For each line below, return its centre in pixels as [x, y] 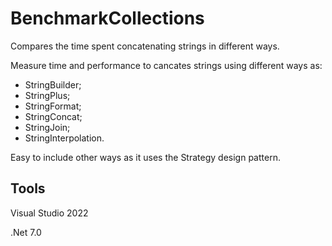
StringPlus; [47, 95]
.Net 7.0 [26, 232]
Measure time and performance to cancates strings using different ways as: [166, 65]
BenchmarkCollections [107, 18]
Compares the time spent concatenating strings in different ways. [145, 46]
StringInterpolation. [64, 138]
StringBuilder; [53, 84]
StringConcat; [53, 116]
